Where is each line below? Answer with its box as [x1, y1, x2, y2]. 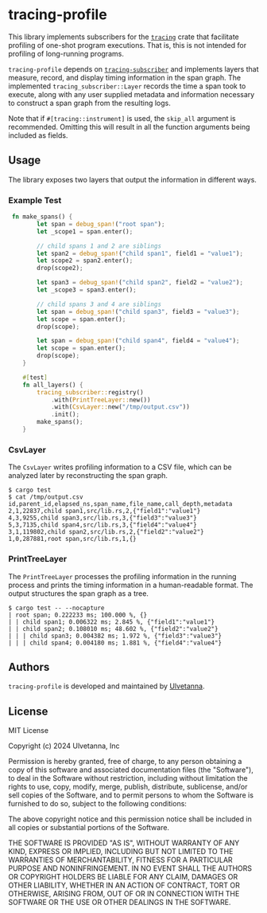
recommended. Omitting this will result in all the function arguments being [8, 122, 250, 131]
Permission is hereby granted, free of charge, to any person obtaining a [8, 757, 242, 766]
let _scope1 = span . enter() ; [37, 227, 133, 236]
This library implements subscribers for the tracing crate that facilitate [8, 32, 240, 41]
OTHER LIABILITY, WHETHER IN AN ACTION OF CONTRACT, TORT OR [8, 880, 240, 890]
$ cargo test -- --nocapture [8, 604, 105, 612]
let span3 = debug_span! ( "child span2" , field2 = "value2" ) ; [37, 279, 244, 287]
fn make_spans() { [11, 213, 73, 221]
